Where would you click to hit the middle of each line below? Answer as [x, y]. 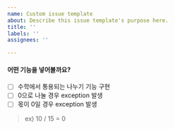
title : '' [22, 27]
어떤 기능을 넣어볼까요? [39, 69]
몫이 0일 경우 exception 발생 [57, 104]
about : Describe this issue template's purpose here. [88, 20]
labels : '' [23, 33]
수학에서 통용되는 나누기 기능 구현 [64, 87]
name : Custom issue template [50, 14]
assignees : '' [28, 40]
